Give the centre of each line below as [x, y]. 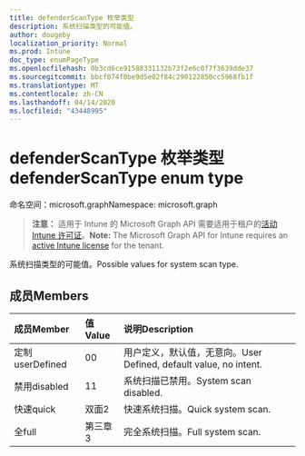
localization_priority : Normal [69, 43]
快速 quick [35, 409]
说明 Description [158, 329]
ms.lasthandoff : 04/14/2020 [63, 102]
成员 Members [49, 296]
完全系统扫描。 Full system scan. [192, 432]
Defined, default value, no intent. [193, 364]
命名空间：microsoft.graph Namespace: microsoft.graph [113, 204]
